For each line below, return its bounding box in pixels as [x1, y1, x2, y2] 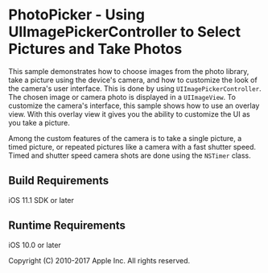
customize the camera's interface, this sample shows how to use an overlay [8, 101, 260, 110]
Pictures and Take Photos [8, 40, 183, 58]
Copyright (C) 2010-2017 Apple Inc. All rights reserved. [8, 255, 191, 265]
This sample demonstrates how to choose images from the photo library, [8, 66, 249, 76]
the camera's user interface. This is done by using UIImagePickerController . [8, 83, 262, 93]
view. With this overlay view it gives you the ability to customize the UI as [8, 109, 251, 118]
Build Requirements [8, 174, 109, 188]
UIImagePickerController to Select [8, 23, 241, 41]
